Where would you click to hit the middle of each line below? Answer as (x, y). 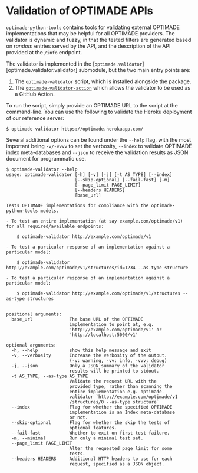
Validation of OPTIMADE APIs (80, 11)
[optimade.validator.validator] (42, 70)
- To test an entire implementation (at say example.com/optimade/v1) (95, 221)
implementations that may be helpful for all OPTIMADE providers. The (90, 33)
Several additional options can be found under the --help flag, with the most (99, 139)
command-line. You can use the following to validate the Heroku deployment (99, 112)
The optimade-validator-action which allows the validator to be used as (102, 87)
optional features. (93, 428)
